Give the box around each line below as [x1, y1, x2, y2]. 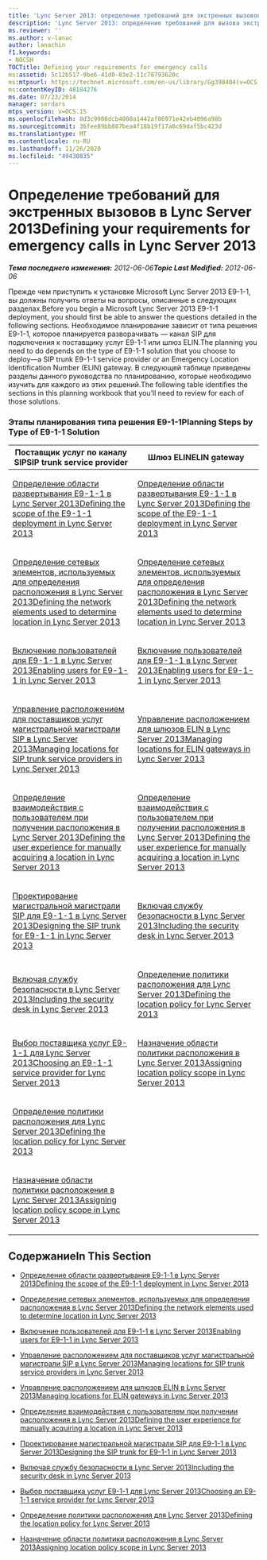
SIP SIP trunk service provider [14, 457, 129, 468]
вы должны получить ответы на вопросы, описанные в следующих [8, 296, 237, 305]
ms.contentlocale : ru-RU [8, 137, 91, 145]
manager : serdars [8, 100, 66, 108]
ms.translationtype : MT [8, 130, 87, 137]
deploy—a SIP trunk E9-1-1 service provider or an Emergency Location [8, 354, 239, 364]
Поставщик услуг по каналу [14, 447, 127, 458]
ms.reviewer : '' [8, 26, 62, 34]
